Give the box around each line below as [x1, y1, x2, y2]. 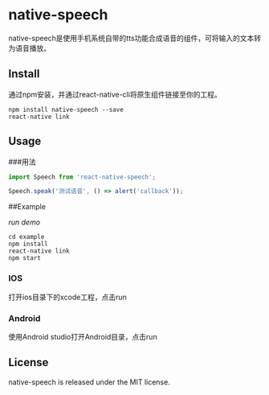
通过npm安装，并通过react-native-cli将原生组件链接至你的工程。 [8, 89, 222, 99]
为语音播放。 [8, 43, 51, 53]
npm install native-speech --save [8, 105, 124, 113]
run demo [8, 217, 41, 227]
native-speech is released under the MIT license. [8, 376, 170, 387]
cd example [8, 233, 45, 241]
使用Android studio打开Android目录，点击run [8, 331, 158, 341]
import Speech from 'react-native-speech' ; [8, 173, 157, 181]
